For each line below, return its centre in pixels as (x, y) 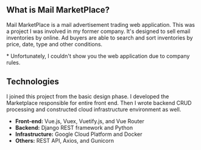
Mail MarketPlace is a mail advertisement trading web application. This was (100, 24)
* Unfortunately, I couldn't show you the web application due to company (98, 56)
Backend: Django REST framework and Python (74, 127)
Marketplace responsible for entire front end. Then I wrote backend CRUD (99, 102)
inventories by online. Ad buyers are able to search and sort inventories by (100, 37)
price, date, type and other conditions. (54, 44)
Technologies (33, 82)
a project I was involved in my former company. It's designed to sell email (98, 31)
